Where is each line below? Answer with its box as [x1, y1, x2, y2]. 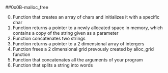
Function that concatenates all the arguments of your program [12, 57, 144, 62]
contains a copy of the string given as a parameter [12, 30, 119, 36]
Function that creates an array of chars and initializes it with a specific [12, 14, 160, 20]
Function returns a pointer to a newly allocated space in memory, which [12, 25, 163, 31]
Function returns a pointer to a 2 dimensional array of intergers [12, 41, 145, 47]
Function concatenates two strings [12, 35, 86, 41]
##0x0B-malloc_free [5, 5, 48, 10]
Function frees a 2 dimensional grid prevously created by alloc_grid [12, 46, 154, 52]
